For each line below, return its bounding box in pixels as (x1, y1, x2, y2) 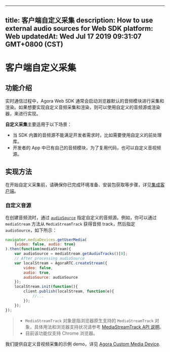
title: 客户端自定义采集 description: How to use (5, 16, 153, 25)
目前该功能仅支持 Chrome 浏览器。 (25, 330, 98, 336)
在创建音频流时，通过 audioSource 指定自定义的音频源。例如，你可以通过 (5, 214, 157, 221)
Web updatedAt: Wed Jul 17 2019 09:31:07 (5, 32, 142, 41)
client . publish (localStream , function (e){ (23, 289, 114, 294)
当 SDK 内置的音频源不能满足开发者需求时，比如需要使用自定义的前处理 (12, 132, 162, 138)
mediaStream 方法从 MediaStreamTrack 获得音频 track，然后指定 (5, 221, 136, 227)
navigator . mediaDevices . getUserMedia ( (5, 237, 87, 242)
